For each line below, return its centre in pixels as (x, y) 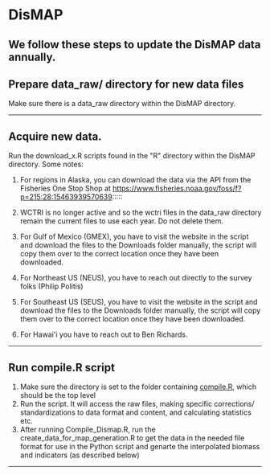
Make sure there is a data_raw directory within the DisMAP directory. (122, 104)
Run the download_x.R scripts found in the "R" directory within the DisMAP (132, 156)
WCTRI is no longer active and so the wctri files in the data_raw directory (141, 213)
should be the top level (58, 395)
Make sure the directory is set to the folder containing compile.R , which (138, 387)
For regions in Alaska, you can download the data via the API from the (135, 180)
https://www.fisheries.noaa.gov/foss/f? (177, 188)
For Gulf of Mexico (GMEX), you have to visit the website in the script (134, 237)
